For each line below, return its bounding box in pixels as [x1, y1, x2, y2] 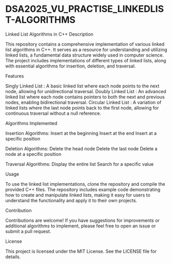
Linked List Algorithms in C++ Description [5, 31, 94, 37]
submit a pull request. [5, 228, 51, 234]
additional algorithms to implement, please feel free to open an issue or [5, 222, 156, 229]
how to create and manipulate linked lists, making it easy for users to [5, 191, 150, 198]
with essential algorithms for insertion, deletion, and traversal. [5, 63, 136, 69]
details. [5, 253, 21, 260]
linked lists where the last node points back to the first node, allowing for [5, 104, 159, 111]
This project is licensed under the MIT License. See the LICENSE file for [5, 248, 157, 254]
